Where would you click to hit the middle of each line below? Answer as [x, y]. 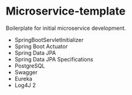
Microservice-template [66, 11]
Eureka [24, 79]
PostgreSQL [30, 66]
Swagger [26, 72]
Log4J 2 [25, 85]
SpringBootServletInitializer [49, 40]
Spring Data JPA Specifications [54, 59]
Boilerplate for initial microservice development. [66, 28]
